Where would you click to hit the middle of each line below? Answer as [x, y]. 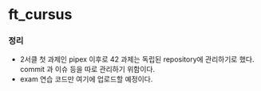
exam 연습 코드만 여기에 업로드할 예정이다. [86, 79]
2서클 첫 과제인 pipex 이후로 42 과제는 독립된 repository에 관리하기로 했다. [137, 59]
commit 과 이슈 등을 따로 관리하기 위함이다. [87, 70]
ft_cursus [40, 15]
